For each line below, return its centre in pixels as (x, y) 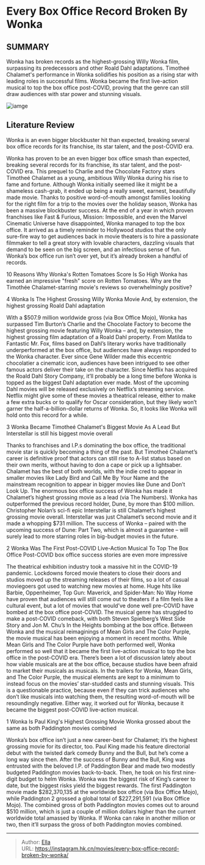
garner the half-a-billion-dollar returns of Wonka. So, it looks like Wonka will (102, 408)
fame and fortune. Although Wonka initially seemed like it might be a (92, 184)
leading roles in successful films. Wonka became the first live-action (92, 81)
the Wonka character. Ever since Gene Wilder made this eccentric (89, 356)
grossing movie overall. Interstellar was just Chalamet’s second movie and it (102, 517)
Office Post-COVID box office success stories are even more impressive (97, 555)
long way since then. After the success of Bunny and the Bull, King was (96, 759)
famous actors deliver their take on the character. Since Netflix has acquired (102, 369)
